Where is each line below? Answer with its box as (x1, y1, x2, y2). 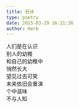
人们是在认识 (6, 43, 38, 50)
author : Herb (6, 25, 39, 32)
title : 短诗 (6, 8, 34, 15)
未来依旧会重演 (6, 80, 43, 88)
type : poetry (6, 14, 39, 20)
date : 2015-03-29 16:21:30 (6, 20, 74, 26)
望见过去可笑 (6, 73, 38, 80)
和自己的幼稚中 (6, 58, 43, 65)
